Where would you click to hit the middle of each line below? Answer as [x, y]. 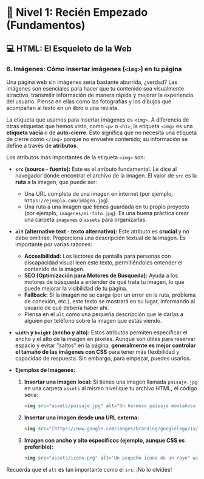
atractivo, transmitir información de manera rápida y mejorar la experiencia [100, 95]
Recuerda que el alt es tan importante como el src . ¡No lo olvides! [89, 469]
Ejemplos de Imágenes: [45, 370]
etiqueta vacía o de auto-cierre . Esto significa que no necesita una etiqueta [102, 133]
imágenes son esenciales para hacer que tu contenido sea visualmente [95, 88]
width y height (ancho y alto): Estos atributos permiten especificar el [101, 332]
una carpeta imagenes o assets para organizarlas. [86, 219]
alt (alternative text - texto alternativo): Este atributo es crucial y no [102, 231]
